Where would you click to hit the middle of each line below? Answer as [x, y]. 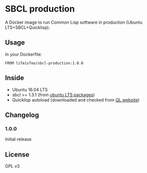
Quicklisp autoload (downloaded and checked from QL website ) [76, 100]
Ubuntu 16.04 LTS [30, 89]
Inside [15, 78]
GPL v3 [12, 166]
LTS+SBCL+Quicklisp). [27, 27]
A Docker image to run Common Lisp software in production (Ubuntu [74, 22]
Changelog [22, 115]
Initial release [18, 139]
